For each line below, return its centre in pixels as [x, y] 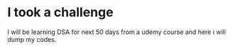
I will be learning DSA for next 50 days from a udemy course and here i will [116, 32]
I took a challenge [60, 12]
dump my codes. [32, 39]
